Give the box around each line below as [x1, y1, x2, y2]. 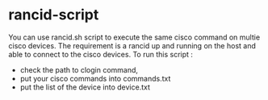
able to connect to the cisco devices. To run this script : [8, 49, 194, 59]
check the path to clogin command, [19, 65, 139, 74]
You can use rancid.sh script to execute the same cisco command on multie [8, 32, 261, 42]
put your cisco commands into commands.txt [19, 73, 171, 83]
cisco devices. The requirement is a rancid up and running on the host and [8, 40, 256, 50]
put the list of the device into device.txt [19, 82, 151, 92]
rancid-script [8, 6, 99, 24]
